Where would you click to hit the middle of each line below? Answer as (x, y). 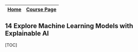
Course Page (41, 9)
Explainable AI (27, 34)
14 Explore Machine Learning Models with (69, 26)
